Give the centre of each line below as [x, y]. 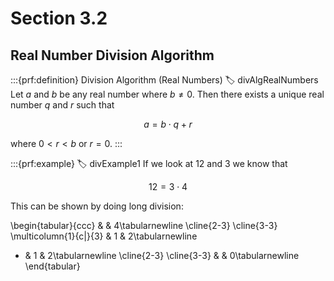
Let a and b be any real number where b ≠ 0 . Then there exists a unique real [167, 94]
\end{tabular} [52, 266]
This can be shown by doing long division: [97, 206]
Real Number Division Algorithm [112, 55]
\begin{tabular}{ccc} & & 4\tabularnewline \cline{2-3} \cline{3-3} [144, 225]
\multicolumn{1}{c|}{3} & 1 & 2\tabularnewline [104, 236]
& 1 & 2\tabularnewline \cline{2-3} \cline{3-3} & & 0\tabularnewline [162, 255]
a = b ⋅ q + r [168, 124]
